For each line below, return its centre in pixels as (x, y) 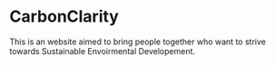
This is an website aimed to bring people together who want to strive (137, 42)
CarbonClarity (64, 17)
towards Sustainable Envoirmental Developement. (103, 51)
